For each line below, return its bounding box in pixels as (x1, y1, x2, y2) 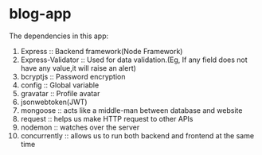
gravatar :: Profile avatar (20, 88, 100, 98)
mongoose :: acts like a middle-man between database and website (20, 105, 243, 115)
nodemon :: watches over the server (20, 122, 140, 132)
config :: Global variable (20, 80, 100, 90)
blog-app (9, 5, 72, 23)
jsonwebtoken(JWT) (20, 97, 88, 107)
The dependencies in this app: (9, 31, 109, 41)
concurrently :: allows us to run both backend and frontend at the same (20, 130, 254, 140)
